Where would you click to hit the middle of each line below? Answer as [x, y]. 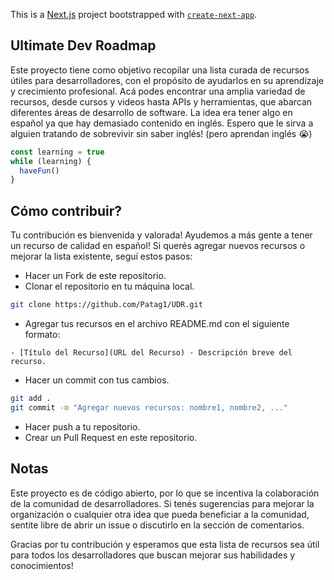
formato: [42, 334]
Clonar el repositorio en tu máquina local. [109, 286]
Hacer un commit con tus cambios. [97, 380]
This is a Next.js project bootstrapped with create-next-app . [134, 14]
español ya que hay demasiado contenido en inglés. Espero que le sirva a [162, 123]
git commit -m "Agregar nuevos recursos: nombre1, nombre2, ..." [149, 407]
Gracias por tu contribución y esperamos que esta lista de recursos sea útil [165, 544]
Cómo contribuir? [66, 210]
